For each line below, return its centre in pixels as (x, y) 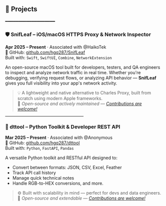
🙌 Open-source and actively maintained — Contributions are (80, 104)
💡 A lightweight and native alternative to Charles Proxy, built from (84, 93)
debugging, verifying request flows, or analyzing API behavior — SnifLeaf (81, 78)
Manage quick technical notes (43, 178)
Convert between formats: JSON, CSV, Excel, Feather (67, 168)
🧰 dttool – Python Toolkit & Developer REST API (63, 127)
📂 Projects (21, 9)
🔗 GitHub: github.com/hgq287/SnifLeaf (45, 52)
